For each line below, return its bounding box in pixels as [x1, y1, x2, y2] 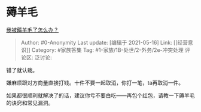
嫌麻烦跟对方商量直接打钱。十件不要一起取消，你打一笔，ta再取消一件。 [6, 79, 184, 86]
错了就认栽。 [6, 66, 38, 73]
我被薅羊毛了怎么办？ [6, 26, 59, 33]
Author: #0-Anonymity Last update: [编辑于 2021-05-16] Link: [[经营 [20, 39, 188, 46]
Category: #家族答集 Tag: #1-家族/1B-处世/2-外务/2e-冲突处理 [31, 46, 184, 54]
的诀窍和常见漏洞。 [6, 99, 54, 106]
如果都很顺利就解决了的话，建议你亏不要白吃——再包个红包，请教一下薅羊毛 [6, 92, 195, 99]
